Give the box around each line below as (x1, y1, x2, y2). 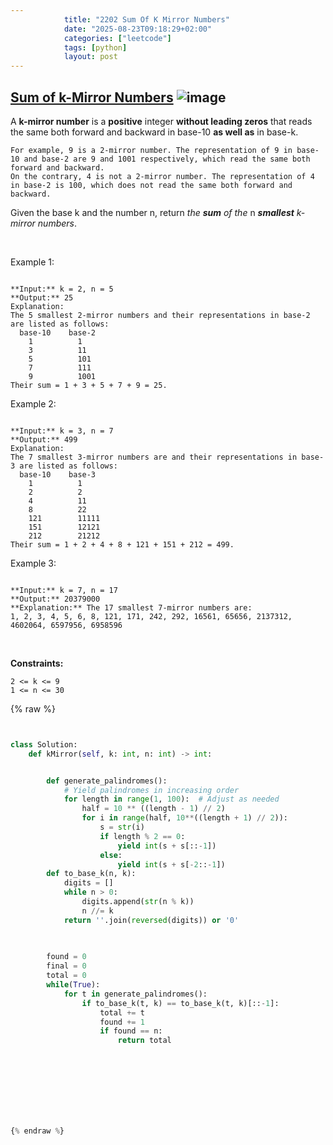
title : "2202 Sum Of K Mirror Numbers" (63, 14, 230, 25)
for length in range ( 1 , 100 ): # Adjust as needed (63, 794, 280, 805)
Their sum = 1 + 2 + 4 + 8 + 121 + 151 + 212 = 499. (10, 539, 235, 550)
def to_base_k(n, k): (46, 869, 137, 879)
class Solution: (10, 739, 78, 750)
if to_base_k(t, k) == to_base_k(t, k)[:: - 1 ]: (81, 998, 280, 1008)
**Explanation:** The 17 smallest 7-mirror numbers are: (10, 602, 253, 613)
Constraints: (10, 657, 64, 669)
